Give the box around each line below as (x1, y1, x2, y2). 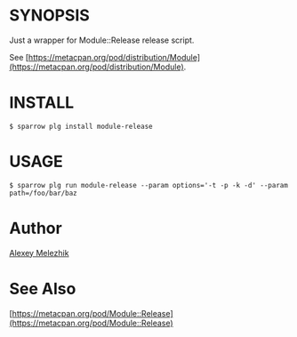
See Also (9, 278, 76, 299)
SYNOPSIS (9, 5, 91, 26)
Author (9, 219, 62, 238)
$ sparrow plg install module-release (9, 122, 153, 131)
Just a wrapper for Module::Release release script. (9, 35, 195, 45)
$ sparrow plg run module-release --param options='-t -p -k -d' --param (9, 181, 289, 189)
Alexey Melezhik (9, 247, 69, 258)
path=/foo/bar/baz (9, 189, 77, 197)
